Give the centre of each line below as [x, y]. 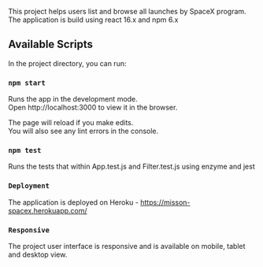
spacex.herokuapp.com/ [48, 210]
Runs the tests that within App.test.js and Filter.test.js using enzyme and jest [131, 167]
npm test [25, 150]
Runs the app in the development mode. [73, 99]
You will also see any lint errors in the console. [83, 131]
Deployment [29, 186]
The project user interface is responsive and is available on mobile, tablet [127, 246]
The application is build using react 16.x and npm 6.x [93, 20]
